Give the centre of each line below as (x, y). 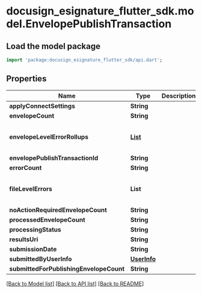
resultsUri (24, 239)
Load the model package (54, 46)
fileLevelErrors (31, 189)
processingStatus (35, 229)
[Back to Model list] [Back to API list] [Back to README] (75, 283)
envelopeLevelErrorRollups (49, 137)
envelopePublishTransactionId (54, 158)
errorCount (26, 168)
